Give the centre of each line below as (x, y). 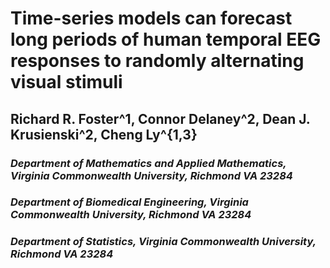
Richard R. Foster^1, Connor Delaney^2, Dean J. (160, 118)
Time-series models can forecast (151, 18)
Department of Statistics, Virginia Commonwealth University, (163, 242)
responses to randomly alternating (157, 61)
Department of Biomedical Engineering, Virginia (129, 202)
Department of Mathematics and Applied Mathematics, (148, 163)
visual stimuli (66, 82)
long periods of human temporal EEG (166, 39)
